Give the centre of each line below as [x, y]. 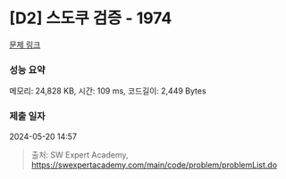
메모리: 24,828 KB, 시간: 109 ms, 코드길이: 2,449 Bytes [108, 91]
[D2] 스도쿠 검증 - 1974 [91, 18]
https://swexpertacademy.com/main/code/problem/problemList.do [154, 165]
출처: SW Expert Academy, [80, 155]
